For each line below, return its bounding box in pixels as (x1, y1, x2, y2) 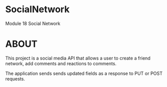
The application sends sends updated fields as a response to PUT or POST (5, 70, 163, 76)
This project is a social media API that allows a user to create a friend (5, 55, 151, 61)
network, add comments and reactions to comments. (5, 60, 116, 67)
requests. (5, 75, 26, 82)
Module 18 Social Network (5, 20, 60, 26)
